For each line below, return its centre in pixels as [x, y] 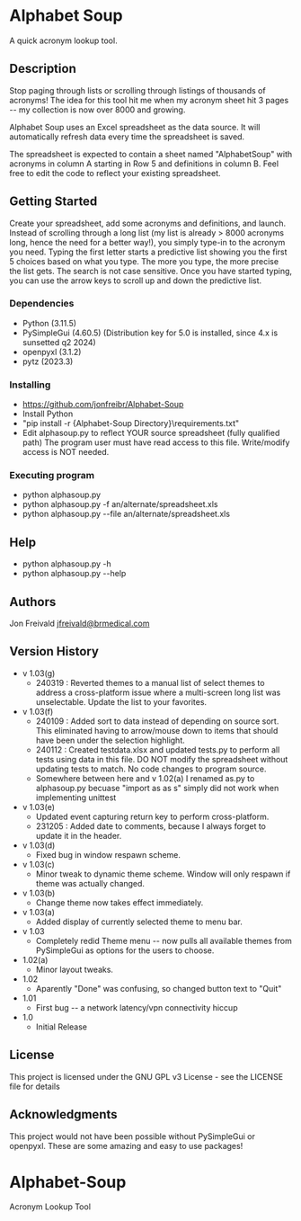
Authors [33, 602]
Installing [30, 385]
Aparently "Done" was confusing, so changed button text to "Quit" [159, 988]
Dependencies [42, 304]
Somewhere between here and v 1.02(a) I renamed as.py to [145, 778]
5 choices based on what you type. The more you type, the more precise [144, 261]
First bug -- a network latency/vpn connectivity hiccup [137, 1007]
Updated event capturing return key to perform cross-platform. [152, 816]
